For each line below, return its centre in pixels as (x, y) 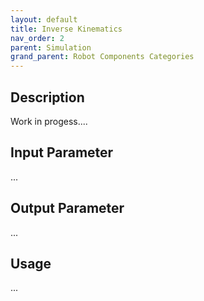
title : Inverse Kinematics (66, 29)
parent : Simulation (51, 47)
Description (47, 97)
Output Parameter (67, 208)
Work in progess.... (49, 121)
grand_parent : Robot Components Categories (102, 57)
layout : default (44, 19)
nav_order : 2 (37, 38)
